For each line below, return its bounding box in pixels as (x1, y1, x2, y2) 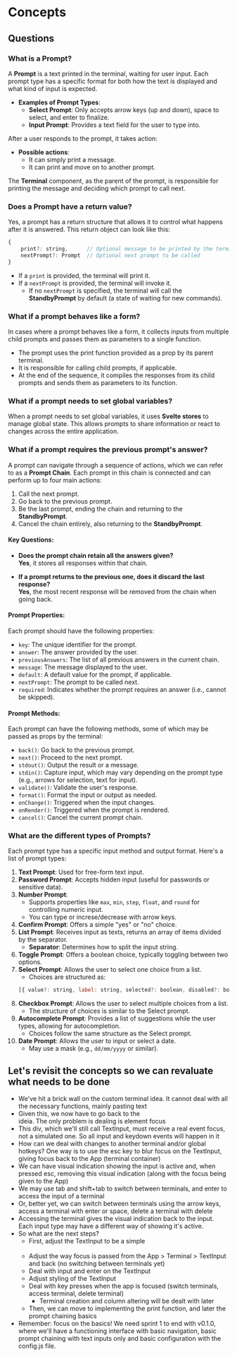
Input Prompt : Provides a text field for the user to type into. (28, 121, 201, 129)
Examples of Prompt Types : (18, 98, 101, 107)
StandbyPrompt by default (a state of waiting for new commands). (28, 293, 222, 302)
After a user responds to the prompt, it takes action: (8, 134, 158, 142)
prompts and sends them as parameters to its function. (18, 378, 178, 387)
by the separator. (18, 935, 68, 944)
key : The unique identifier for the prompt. (18, 640, 137, 649)
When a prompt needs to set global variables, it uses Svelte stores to (8, 412, 210, 420)
